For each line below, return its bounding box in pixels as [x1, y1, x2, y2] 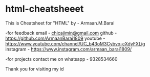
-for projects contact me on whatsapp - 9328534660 [5, 56, 118, 62]
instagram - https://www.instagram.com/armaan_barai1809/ [5, 46, 132, 52]
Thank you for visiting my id [5, 66, 64, 72]
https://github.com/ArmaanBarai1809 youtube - [5, 35, 105, 41]
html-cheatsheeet [5, 3, 84, 15]
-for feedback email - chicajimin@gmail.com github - [5, 30, 117, 36]
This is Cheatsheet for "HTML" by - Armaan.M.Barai [5, 20, 115, 26]
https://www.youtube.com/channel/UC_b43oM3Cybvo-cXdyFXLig [5, 40, 145, 46]
